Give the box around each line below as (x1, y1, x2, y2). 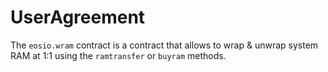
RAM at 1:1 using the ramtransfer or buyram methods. (10, 49, 227, 61)
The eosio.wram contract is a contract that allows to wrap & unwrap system (10, 39, 319, 51)
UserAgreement (10, 6, 146, 29)
